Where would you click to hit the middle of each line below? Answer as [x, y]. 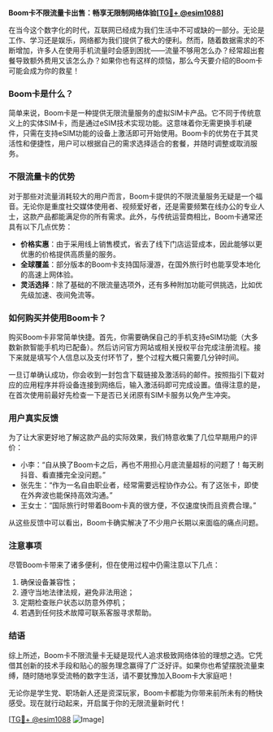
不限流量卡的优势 [42, 176]
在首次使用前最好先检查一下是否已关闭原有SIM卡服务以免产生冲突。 [122, 394]
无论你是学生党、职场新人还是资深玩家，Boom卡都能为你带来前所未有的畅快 [136, 693]
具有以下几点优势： [41, 226]
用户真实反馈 [34, 418]
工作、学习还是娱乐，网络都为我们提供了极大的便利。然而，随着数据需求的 [133, 40]
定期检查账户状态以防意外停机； [74, 603]
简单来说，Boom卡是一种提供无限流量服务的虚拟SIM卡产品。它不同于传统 [131, 113]
